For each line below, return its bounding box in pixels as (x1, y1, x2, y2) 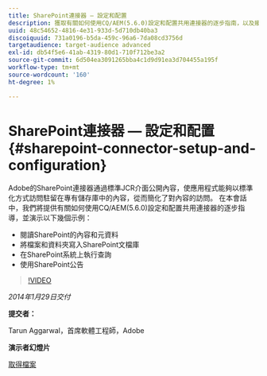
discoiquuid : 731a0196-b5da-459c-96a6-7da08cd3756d (8, 33, 183, 42)
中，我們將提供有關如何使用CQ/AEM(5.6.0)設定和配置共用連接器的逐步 (8, 204, 238, 213)
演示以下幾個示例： (29, 213, 92, 223)
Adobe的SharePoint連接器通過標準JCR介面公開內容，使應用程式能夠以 (8, 184, 240, 193)
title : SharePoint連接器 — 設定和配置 (8, 11, 127, 20)
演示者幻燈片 (8, 343, 50, 352)
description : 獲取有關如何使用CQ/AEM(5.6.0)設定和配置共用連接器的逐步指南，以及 (8, 19, 255, 27)
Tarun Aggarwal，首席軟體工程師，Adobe (8, 326, 145, 335)
